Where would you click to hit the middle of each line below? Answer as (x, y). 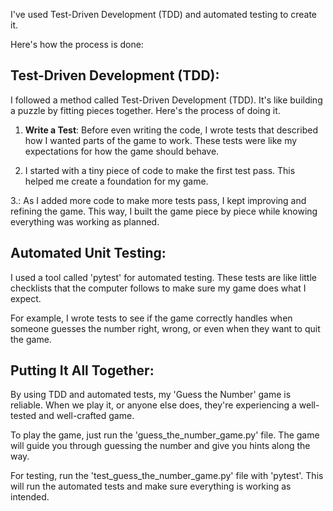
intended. (30, 497)
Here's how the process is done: (77, 44)
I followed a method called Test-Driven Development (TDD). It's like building (166, 100)
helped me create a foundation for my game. (116, 181)
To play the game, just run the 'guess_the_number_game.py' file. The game (165, 435)
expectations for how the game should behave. (122, 151)
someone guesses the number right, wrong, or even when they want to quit (165, 328)
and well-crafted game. (86, 416)
